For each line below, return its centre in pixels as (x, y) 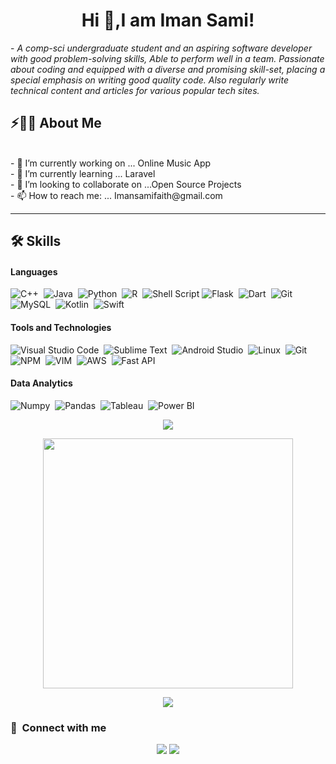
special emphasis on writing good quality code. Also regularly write (150, 80)
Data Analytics (41, 383)
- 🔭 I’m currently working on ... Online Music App (111, 163)
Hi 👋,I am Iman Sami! (168, 20)
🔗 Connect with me (58, 727)
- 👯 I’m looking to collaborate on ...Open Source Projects (126, 184)
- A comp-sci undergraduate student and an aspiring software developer (161, 48)
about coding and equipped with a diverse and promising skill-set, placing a (168, 69)
